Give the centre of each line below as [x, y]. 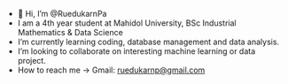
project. [31, 61]
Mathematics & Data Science [70, 32]
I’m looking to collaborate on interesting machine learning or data [136, 51]
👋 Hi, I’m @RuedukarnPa [62, 14]
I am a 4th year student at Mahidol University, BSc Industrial [127, 23]
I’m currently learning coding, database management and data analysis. [148, 42]
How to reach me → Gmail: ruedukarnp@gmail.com [111, 70]
